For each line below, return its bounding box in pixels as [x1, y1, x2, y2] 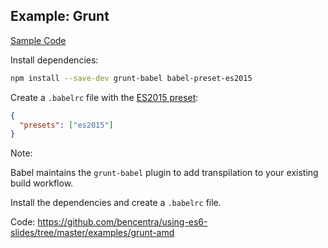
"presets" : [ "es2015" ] [19, 120, 114, 130]
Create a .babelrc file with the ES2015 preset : [10, 91, 199, 103]
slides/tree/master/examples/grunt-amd [10, 227, 175, 239]
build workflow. [10, 177, 74, 189]
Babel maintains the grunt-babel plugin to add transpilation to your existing [10, 167, 319, 179]
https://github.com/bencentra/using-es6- [37, 216, 208, 228]
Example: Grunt [10, 8, 110, 25]
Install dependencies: [10, 54, 99, 66]
